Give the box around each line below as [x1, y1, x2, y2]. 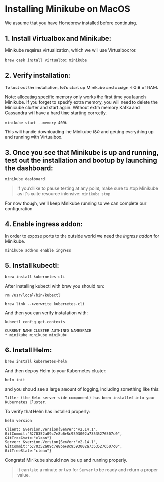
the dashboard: [5, 164, 53, 172]
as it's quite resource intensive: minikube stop [17, 191, 111, 197]
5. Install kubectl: [5, 261, 59, 270]
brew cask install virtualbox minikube [5, 58, 87, 63]
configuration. [5, 206, 33, 212]
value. [17, 472, 30, 478]
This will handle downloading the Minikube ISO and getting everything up [5, 129, 154, 134]
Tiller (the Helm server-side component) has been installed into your [5, 395, 155, 400]
